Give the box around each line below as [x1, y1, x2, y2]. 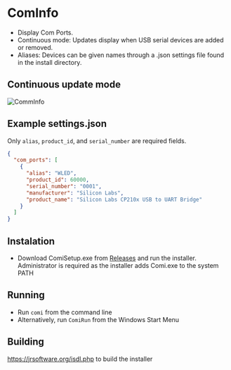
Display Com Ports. [17, 28, 74, 37]
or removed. [17, 43, 53, 51]
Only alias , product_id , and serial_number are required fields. [7, 136, 187, 145]
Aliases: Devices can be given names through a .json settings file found [17, 51, 225, 59]
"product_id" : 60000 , [25, 176, 90, 184]
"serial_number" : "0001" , [25, 183, 102, 190]
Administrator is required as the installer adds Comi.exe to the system [17, 261, 219, 269]
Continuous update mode [7, 79, 121, 91]
